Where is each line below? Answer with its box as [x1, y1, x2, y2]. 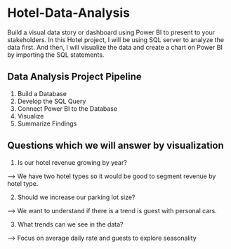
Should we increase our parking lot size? [17, 193, 136, 201]
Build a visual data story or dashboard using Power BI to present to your [7, 28, 216, 36]
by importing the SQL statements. [7, 51, 105, 59]
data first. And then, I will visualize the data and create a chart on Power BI [7, 43, 223, 51]
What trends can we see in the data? [17, 220, 124, 229]
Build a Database [17, 89, 67, 97]
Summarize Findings [17, 119, 77, 128]
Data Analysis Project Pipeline [7, 71, 142, 83]
